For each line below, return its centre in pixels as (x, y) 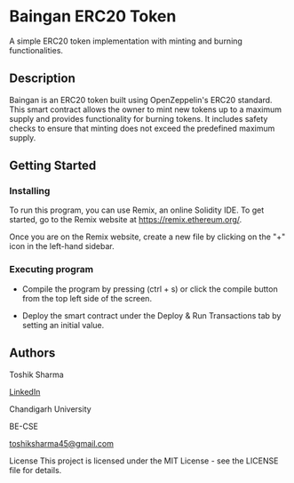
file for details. (36, 470)
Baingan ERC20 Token (93, 16)
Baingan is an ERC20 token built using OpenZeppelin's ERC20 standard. (141, 100)
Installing (30, 191)
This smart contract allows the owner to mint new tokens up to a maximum (146, 109)
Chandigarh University (50, 409)
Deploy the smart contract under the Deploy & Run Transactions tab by (151, 315)
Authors (32, 353)
